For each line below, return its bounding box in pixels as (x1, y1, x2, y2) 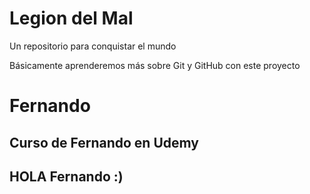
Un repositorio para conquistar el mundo (9, 40, 177, 52)
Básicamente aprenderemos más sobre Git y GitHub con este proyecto (9, 59, 301, 71)
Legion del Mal (9, 7, 134, 30)
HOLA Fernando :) (9, 168, 124, 185)
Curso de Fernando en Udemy (9, 134, 199, 151)
